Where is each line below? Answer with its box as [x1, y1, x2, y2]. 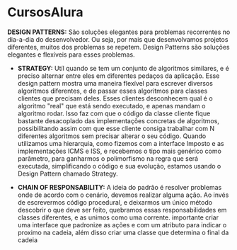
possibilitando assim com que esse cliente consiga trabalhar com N [17, 124, 214, 132]
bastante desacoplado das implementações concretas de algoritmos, [17, 116, 219, 125]
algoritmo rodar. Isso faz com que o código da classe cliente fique [17, 109, 211, 118]
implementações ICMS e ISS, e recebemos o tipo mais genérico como [17, 147, 221, 155]
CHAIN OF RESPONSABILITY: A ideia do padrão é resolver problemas [17, 183, 222, 191]
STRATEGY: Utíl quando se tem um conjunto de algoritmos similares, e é [17, 64, 230, 72]
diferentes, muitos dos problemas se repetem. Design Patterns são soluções [7, 42, 230, 51]
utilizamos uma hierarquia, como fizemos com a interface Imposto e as [17, 139, 224, 147]
